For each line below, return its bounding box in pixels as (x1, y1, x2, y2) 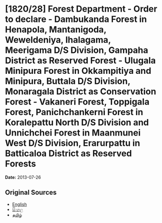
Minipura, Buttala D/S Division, (5, 76, 130, 87)
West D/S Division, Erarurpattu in (5, 137, 141, 149)
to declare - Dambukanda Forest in (5, 14, 147, 25)
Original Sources (5, 189, 57, 197)
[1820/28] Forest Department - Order (5, 3, 158, 15)
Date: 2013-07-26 (5, 174, 41, 180)
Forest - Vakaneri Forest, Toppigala (5, 96, 149, 107)
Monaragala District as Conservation (5, 86, 157, 97)
